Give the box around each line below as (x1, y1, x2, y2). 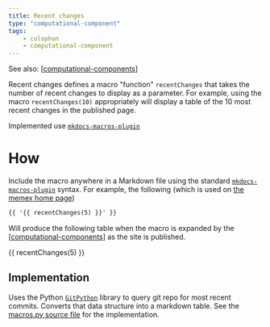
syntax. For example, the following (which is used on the (57, 185, 244, 195)
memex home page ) (8, 193, 75, 203)
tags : (8, 27, 27, 35)
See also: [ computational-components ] (8, 64, 139, 73)
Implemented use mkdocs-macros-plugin (8, 121, 140, 131)
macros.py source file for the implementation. (8, 309, 160, 319)
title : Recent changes (8, 11, 85, 20)
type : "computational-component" (8, 19, 121, 27)
